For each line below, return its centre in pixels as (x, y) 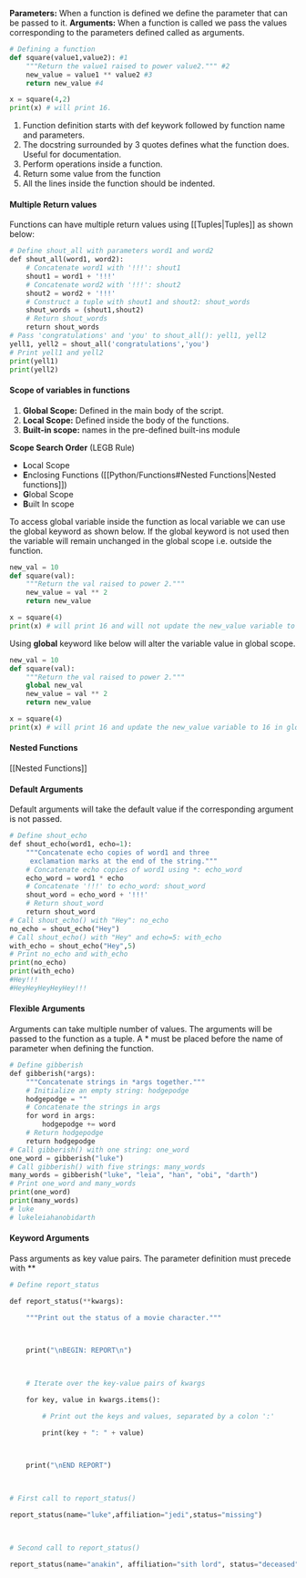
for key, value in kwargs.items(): (93, 1399)
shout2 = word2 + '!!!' (71, 293)
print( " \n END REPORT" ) (69, 1466)
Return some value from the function (92, 174)
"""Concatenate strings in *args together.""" (116, 1082)
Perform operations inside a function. (92, 164)
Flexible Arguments (47, 1009)
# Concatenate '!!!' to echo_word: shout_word (116, 886)
